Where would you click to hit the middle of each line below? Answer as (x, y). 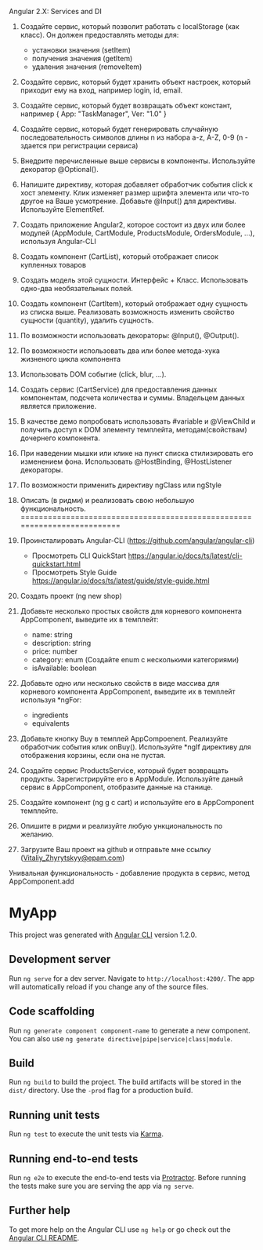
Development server (60, 959)
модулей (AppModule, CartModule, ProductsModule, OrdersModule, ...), (137, 233)
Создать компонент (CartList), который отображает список (119, 257)
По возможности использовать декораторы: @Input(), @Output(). (130, 335)
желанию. (37, 834)
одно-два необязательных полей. (77, 288)
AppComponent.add (41, 881)
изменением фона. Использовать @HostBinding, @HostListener (126, 461)
